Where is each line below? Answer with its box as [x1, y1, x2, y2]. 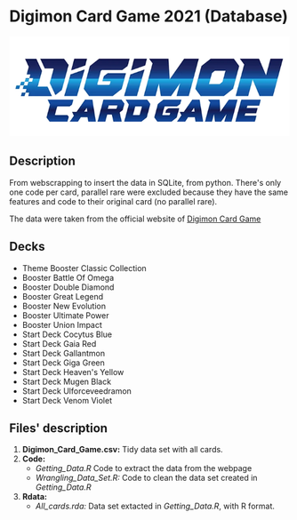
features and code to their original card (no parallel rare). [9, 196, 218, 206]
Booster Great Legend [21, 291, 104, 301]
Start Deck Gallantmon [21, 348, 105, 358]
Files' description [9, 420, 108, 436]
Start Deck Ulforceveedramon [21, 385, 132, 396]
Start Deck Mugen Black [21, 376, 112, 387]
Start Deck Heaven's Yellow [21, 366, 124, 377]
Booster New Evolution [21, 300, 107, 311]
